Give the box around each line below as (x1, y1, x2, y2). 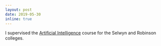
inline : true (5, 16, 32, 21)
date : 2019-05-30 (5, 12, 41, 17)
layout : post (5, 7, 32, 12)
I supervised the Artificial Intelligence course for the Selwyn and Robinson (5, 30, 157, 36)
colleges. (5, 35, 24, 41)
